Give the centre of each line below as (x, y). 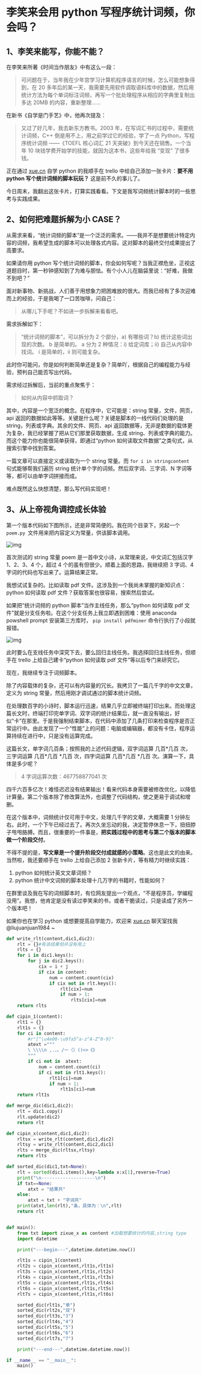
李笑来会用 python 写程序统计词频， (96, 12)
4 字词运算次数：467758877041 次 (64, 776)
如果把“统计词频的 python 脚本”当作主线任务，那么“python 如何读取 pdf (95, 605)
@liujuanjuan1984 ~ (31, 927)
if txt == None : (35, 1183)
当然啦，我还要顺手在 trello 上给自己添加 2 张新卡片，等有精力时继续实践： (99, 860)
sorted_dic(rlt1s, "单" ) (46, 1305)
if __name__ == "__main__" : (41, 1360)
